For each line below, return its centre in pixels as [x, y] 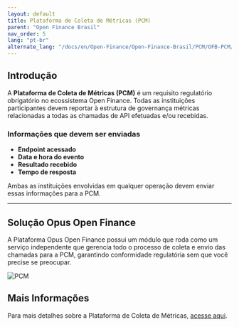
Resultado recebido [47, 165]
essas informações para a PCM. [54, 193]
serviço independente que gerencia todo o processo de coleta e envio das [117, 247]
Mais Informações [48, 298]
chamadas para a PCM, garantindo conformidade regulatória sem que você [118, 254]
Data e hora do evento [51, 157]
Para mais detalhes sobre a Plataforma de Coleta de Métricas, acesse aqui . [117, 315]
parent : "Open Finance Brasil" [54, 27]
